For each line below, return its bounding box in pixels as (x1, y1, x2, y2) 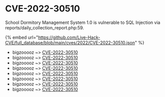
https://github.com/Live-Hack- (38, 34, 101, 40)
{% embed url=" (5, 34, 39, 40)
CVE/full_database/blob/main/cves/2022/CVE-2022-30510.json (5, 39, 135, 45)
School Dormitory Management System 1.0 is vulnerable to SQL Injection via (5, 19, 161, 25)
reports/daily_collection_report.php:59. (5, 24, 84, 30)
